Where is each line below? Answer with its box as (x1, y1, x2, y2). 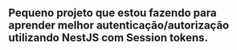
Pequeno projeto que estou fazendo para (8, 6, 217, 20)
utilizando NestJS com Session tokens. (8, 31, 209, 44)
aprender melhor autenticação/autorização (8, 19, 230, 33)
